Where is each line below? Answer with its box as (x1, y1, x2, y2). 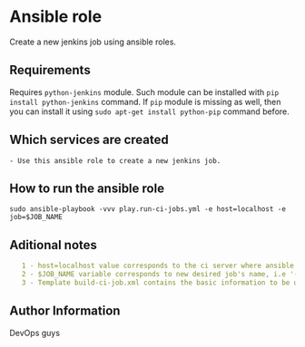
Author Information (9, 304, 121, 319)
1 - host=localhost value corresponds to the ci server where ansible (21, 261, 295, 271)
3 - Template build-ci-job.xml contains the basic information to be (21, 278, 290, 287)
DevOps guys (9, 327, 61, 338)
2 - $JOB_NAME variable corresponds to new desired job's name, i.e (21, 270, 286, 279)
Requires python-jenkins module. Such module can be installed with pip (9, 86, 280, 97)
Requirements (9, 63, 91, 78)
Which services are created (9, 132, 170, 148)
